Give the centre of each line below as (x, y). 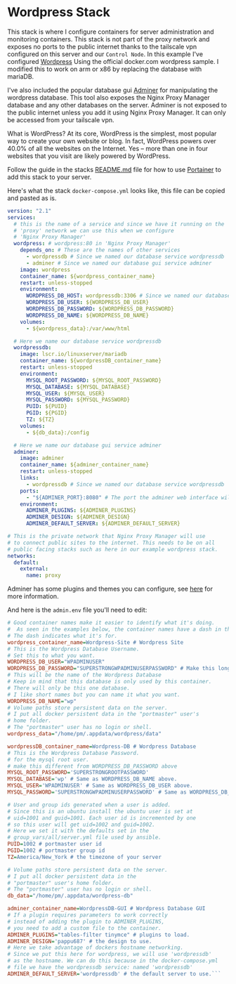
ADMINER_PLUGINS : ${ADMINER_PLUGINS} (81, 511)
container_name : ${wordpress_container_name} (88, 276)
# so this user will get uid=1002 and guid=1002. (81, 825)
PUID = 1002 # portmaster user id (54, 844)
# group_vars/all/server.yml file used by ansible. (84, 838)
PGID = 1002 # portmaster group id (56, 851)
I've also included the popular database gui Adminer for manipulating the (113, 90)
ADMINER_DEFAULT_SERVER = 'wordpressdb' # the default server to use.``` (114, 973)
